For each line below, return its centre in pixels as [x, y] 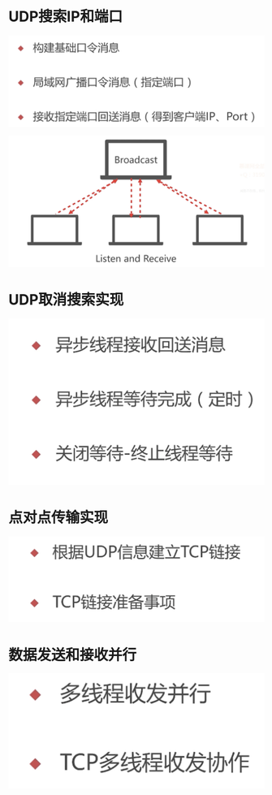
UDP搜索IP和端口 [66, 17]
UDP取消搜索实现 [66, 300]
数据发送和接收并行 [73, 655]
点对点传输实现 [58, 517]
